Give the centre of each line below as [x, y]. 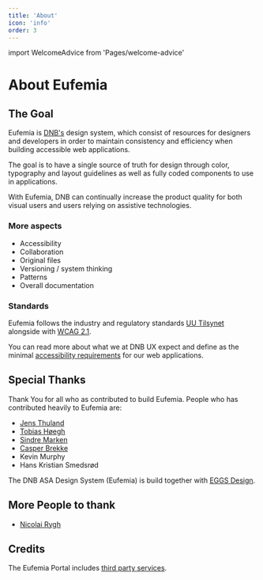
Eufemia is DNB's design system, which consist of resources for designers [130, 133]
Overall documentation [57, 285]
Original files [40, 260]
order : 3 [23, 30]
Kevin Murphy [42, 457]
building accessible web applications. [69, 150]
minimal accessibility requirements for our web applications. [106, 355]
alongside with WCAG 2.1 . [50, 331]
